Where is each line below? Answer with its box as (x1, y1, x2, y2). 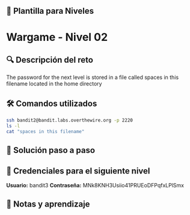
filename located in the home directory (6, 80, 102, 87)
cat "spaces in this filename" (6, 128, 85, 134)
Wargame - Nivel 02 (6, 30, 108, 44)
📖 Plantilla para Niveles (6, 6, 94, 16)
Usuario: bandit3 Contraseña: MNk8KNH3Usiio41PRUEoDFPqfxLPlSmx (6, 182, 185, 189)
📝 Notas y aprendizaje (6, 199, 90, 210)
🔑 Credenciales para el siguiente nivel (6, 166, 150, 176)
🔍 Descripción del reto (6, 55, 93, 65)
